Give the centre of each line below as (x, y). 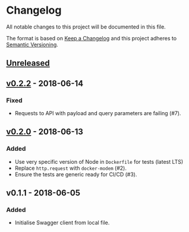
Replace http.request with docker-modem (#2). (70, 168)
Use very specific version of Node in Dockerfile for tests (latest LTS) (99, 161)
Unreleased (28, 63)
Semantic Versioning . (32, 45)
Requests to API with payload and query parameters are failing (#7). (98, 113)
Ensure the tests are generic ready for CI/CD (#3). (76, 174)
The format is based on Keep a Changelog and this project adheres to (92, 38)
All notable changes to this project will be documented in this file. (86, 27)
